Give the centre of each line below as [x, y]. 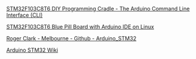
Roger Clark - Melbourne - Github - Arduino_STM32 [72, 38]
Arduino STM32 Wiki [32, 50]
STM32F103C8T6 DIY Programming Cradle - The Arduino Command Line [98, 9]
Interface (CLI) [25, 15]
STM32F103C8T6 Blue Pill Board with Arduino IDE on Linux [80, 27]
